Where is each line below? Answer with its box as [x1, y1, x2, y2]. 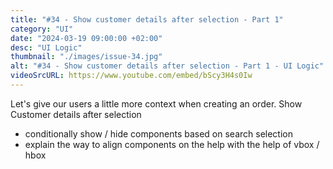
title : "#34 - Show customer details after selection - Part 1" [10, 14, 284, 25]
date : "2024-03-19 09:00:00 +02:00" [10, 33, 163, 43]
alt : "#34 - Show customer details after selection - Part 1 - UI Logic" [10, 61, 325, 71]
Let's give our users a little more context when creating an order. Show [10, 97, 303, 110]
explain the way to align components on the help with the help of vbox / [24, 138, 320, 150]
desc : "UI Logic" [10, 42, 83, 53]
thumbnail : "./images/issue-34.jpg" [10, 52, 163, 62]
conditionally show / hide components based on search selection [24, 127, 293, 140]
